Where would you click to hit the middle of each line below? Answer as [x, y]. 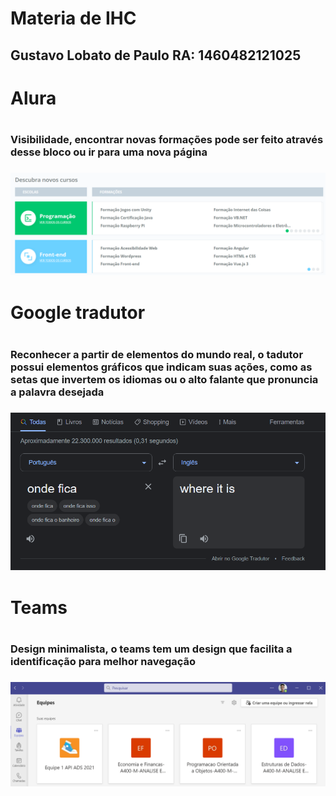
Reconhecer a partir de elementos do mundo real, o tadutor [157, 354]
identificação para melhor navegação [103, 662]
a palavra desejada [57, 392]
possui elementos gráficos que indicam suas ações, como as [161, 367]
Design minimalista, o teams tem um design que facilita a [151, 649]
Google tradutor [78, 313]
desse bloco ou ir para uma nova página [109, 152]
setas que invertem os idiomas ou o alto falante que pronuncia [164, 379]
